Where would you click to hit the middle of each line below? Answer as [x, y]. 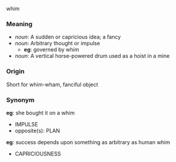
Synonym [20, 99]
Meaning [19, 24]
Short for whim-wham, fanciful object [52, 84]
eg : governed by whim [51, 49]
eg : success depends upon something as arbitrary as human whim [88, 142]
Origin [16, 71]
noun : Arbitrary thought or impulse [57, 43]
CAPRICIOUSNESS [38, 154]
